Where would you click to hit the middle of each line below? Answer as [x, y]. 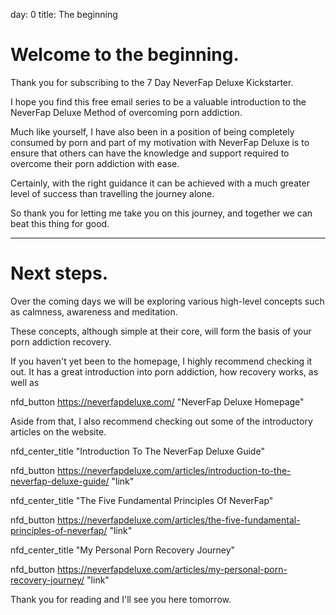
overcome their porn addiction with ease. [95, 163]
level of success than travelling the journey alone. [112, 193]
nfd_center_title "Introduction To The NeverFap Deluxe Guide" [137, 451]
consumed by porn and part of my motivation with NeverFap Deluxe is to [160, 142]
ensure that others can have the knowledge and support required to [150, 153]
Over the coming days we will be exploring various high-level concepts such [167, 301]
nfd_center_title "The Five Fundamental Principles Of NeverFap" [142, 500]
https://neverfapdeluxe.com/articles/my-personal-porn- [172, 569]
